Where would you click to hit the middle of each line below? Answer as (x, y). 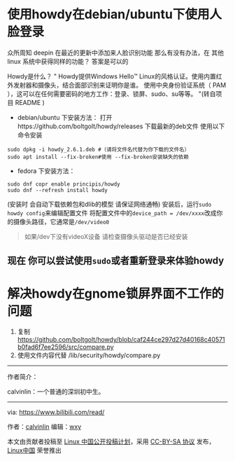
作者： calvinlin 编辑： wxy (44, 427)
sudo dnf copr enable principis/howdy (64, 184)
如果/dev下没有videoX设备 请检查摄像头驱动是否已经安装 (106, 236)
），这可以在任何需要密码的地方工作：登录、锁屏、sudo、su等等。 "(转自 (112, 94)
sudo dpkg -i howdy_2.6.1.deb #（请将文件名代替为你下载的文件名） (99, 149)
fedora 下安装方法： (46, 171)
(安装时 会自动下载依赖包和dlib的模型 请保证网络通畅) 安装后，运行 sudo (109, 204)
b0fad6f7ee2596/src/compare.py (65, 347)
